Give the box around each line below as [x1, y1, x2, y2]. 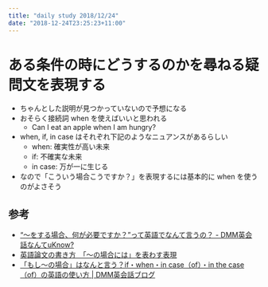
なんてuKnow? [26, 240, 74, 250]
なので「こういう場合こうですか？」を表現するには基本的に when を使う [19, 172, 258, 182]
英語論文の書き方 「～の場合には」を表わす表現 [19, 250, 177, 260]
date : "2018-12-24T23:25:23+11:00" [8, 19, 126, 27]
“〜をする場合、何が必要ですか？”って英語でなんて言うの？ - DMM [19, 230, 239, 240]
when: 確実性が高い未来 [31, 142, 110, 151]
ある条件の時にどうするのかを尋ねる [8, 56, 246, 74]
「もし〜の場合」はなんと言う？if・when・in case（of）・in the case [19, 260, 245, 269]
